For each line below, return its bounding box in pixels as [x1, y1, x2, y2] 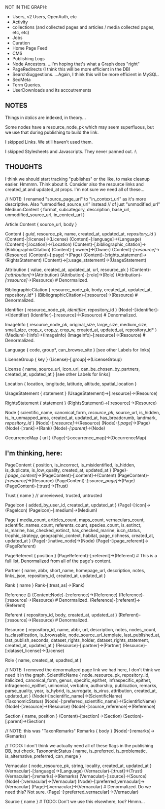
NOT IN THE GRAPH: [5, 4, 48, 10]
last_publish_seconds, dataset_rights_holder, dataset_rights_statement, [5, 637, 149, 643]
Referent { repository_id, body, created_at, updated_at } [5, 612, 117, 618]
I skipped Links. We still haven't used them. [5, 139, 93, 145]
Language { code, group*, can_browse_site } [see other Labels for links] [5, 347, 151, 352]
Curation [12, 40, 31, 46]
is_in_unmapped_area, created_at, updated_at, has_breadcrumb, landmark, [5, 415, 157, 421]
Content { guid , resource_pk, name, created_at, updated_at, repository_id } [5, 231, 157, 236]
